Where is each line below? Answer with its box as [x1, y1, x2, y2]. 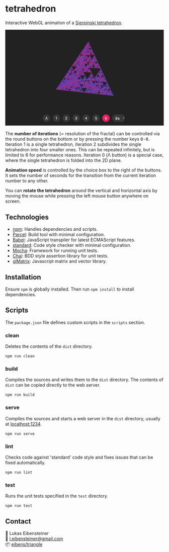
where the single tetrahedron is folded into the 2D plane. [5, 157, 122, 163]
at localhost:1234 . [5, 421, 42, 427]
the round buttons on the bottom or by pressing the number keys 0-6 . [5, 136, 150, 142]
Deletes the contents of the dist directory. [5, 343, 93, 349]
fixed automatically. [5, 459, 46, 466]
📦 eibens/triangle [5, 541, 43, 547]
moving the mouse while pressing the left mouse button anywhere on [5, 193, 149, 199]
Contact [5, 517, 31, 525]
